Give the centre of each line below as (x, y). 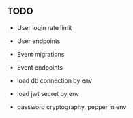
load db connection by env (55, 80)
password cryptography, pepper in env (72, 107)
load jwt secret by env (48, 93)
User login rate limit (44, 27)
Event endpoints (40, 67)
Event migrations (41, 54)
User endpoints (39, 41)
